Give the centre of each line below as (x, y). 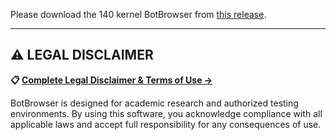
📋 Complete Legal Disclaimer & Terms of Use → (111, 80)
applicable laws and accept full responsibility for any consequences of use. (166, 124)
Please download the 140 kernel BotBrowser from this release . (138, 14)
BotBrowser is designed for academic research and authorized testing (154, 103)
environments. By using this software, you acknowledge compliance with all (166, 113)
